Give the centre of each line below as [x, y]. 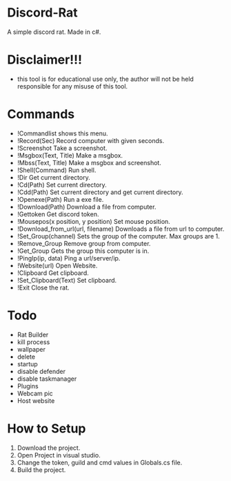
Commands [41, 114]
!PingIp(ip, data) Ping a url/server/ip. [69, 258]
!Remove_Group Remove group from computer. [84, 243]
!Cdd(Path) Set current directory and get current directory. [100, 192]
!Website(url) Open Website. [57, 265]
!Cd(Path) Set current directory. [62, 185]
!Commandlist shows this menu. [62, 133]
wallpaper [31, 349]
